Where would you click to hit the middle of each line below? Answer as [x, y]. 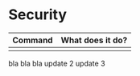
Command [33, 40]
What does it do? [94, 40]
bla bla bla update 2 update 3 [57, 63]
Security [37, 15]
